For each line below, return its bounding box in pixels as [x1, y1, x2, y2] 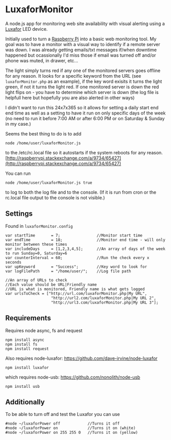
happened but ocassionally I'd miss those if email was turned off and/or [5, 52, 156, 58]
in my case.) [5, 121, 32, 127]
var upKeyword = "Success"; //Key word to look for [5, 264, 147, 269]
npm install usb [5, 384, 40, 389]
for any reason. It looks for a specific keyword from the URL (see [5, 73, 141, 79]
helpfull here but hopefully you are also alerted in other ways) [5, 95, 135, 101]
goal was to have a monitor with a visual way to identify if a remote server [5, 41, 160, 47]
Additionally [5, 398, 45, 406]
